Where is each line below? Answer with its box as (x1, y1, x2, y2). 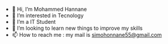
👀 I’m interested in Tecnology (11, 12, 84, 19)
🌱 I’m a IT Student (11, 18, 56, 25)
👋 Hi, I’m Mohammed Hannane (11, 6, 87, 12)
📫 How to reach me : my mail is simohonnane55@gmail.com (11, 32, 162, 38)
